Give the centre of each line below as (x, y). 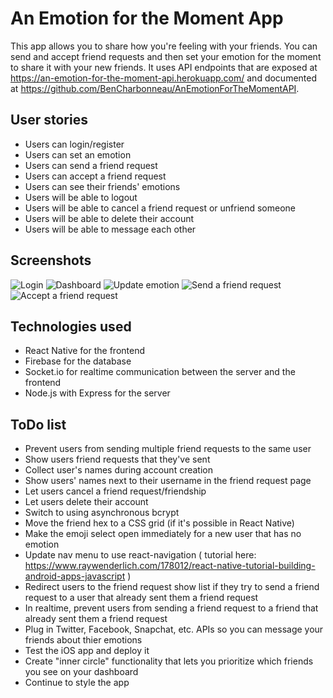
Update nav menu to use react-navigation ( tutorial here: (140, 555)
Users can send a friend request (91, 165)
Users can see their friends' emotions (102, 186)
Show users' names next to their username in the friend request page (168, 481)
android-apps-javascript (75, 576)
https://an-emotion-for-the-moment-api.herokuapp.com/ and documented (164, 78)
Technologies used (71, 326)
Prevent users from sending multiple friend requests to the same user (168, 449)
